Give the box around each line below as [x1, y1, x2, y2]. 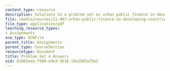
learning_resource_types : [5, 26, 60, 31]
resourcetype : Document [5, 49, 56, 54]
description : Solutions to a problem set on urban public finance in [5, 12, 155, 17]
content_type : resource [5, 7, 56, 12]
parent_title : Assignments [5, 40, 62, 45]
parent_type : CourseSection [5, 44, 65, 49]
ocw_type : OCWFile [5, 35, 44, 40]
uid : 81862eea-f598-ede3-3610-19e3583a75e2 [5, 58, 99, 63]
